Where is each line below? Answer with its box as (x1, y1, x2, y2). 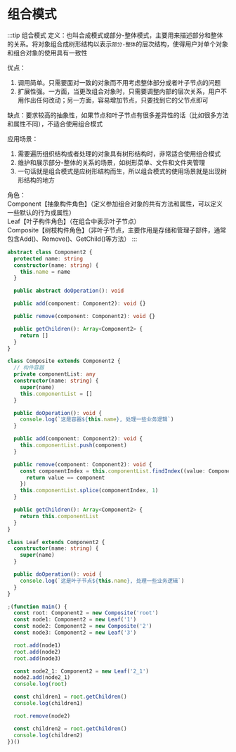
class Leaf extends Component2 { (7, 539, 105, 546)
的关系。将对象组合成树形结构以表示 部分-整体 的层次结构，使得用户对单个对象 (7, 39, 228, 48)
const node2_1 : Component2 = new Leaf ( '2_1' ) (13, 668, 150, 675)
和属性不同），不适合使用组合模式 (7, 119, 103, 128)
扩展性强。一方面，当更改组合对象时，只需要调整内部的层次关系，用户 (17, 87, 221, 95)
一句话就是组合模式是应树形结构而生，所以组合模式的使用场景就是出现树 (17, 166, 227, 176)
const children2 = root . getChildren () (13, 725, 128, 732)
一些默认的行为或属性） (7, 208, 75, 216)
